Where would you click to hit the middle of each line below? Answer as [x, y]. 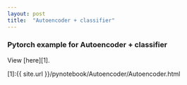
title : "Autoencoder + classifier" [61, 20]
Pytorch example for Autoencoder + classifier [88, 45]
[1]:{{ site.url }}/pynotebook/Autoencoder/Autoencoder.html [94, 74]
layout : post [26, 14]
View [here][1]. [29, 60]
